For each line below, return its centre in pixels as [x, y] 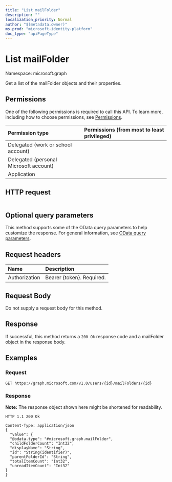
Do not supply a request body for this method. [54, 308]
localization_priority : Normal [39, 19]
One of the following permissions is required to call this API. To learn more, [84, 112]
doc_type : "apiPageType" [32, 34]
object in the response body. [35, 342]
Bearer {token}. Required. [76, 278]
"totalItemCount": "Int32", [40, 461]
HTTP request [28, 192]
